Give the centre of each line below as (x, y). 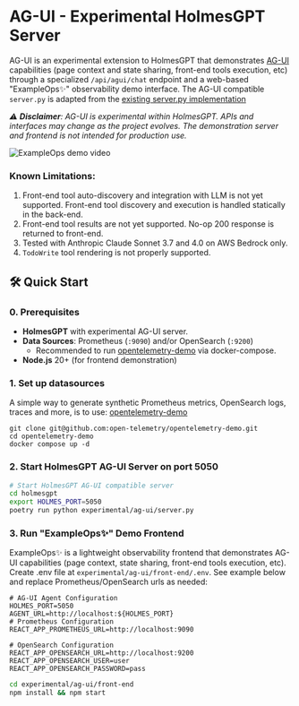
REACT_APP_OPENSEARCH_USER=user (69, 661)
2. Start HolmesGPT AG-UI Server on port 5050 (114, 467)
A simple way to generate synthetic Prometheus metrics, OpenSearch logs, (148, 403)
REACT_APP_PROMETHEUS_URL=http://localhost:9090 (102, 630)
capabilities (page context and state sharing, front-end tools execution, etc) (149, 70)
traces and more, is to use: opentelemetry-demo (98, 412)
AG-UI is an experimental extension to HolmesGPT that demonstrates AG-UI (149, 60)
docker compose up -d (50, 444)
